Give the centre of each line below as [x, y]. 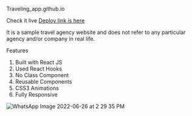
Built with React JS [39, 62]
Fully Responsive [36, 94]
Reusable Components [43, 82]
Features [17, 50]
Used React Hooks [39, 69]
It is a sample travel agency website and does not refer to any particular [96, 32]
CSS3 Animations [37, 88]
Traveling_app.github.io [36, 9]
